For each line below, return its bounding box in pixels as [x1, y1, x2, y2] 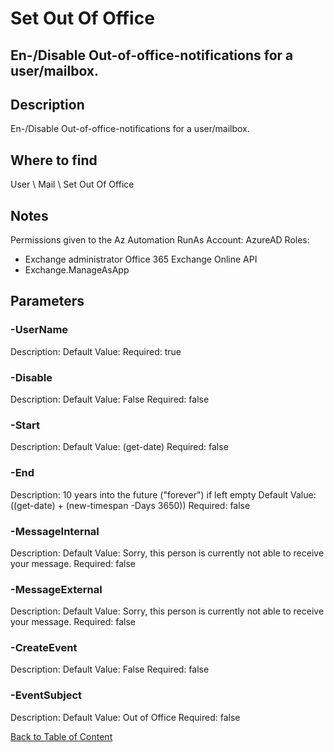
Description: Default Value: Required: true [10, 345, 182, 357]
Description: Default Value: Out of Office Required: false [10, 711, 241, 723]
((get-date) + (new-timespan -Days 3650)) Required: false [10, 499, 251, 511]
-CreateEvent [10, 641, 78, 655]
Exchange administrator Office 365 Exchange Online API [24, 253, 258, 266]
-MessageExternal [10, 582, 103, 596]
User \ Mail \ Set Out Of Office [10, 178, 135, 191]
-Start [10, 418, 40, 432]
